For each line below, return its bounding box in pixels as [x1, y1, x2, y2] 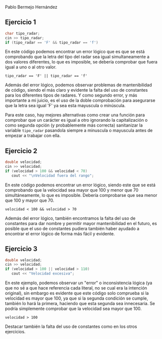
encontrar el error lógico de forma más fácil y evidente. [5, 230, 115, 237]
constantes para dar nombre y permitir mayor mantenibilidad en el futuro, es [5, 220, 157, 226]
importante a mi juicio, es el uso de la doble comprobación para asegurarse [5, 97, 156, 103]
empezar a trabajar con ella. [5, 133, 61, 139]
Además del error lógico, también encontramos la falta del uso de [5, 215, 136, 221]
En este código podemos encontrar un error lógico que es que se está [5, 48, 145, 55]
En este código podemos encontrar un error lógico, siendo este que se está [5, 182, 156, 188]
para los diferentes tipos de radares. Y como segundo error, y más [5, 92, 137, 98]
